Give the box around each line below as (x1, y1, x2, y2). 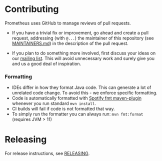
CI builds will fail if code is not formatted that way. (11, 106, 115, 112)
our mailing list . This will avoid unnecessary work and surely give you (11, 55, 155, 61)
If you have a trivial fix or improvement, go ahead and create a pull (11, 29, 148, 35)
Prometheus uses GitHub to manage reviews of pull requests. (4, 20, 131, 26)
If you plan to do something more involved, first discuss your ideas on (11, 50, 156, 56)
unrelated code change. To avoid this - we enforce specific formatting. (11, 90, 158, 96)
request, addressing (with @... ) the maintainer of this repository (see (11, 35, 154, 41)
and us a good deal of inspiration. (11, 60, 81, 66)
